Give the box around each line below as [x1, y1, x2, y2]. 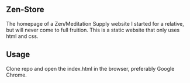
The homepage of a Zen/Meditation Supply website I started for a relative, [6, 20, 184, 27]
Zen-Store [6, 5, 45, 15]
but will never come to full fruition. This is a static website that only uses [6, 26, 180, 33]
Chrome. [6, 71, 27, 78]
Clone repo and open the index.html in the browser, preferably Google [6, 65, 175, 72]
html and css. [6, 32, 39, 40]
